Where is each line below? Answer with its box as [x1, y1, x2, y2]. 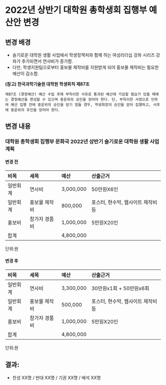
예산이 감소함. [12, 71, 40, 77]
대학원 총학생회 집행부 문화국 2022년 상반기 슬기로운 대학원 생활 [5, 138, 149, 145]
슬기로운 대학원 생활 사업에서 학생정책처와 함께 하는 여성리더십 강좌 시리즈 [12, 52, 155, 58]
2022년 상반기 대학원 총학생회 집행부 [5, 4, 147, 16]
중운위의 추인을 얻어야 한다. [10, 108, 61, 113]
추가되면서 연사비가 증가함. [21, 58, 73, 64]
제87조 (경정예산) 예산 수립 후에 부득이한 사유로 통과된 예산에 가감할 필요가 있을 [5, 92, 150, 97]
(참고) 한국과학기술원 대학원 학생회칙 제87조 [5, 81, 90, 87]
